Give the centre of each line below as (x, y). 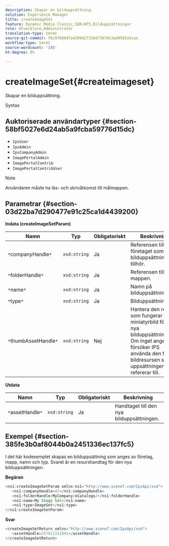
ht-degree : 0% (20, 52)
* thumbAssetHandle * (33, 341)
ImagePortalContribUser (37, 169)
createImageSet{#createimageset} (80, 82)
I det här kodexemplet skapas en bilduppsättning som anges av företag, (79, 457)
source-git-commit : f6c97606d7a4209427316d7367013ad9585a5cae (72, 38)
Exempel (19, 437)
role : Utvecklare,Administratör (39, 29)
